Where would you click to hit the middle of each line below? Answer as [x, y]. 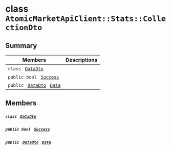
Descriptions [82, 60]
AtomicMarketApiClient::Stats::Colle [86, 19]
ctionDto [24, 28]
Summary [21, 46]
